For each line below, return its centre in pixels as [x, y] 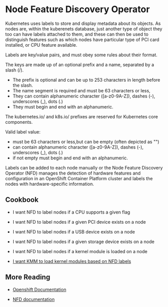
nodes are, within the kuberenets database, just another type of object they [84, 28]
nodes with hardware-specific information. [50, 184]
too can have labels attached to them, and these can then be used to [77, 34]
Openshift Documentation [39, 289]
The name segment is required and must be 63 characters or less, [81, 90]
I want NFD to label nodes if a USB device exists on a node [74, 231]
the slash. [23, 85]
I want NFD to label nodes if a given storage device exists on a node [83, 242]
